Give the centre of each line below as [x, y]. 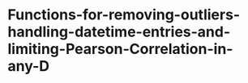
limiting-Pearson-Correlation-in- [120, 49]
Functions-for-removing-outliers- [124, 15]
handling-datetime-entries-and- [119, 32]
